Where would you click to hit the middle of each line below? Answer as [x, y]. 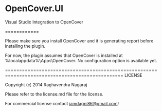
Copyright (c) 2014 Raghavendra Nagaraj [46, 84]
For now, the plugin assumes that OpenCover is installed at [64, 55]
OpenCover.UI [34, 9]
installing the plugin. [25, 46]
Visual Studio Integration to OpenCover [44, 22]
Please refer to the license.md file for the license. [54, 94]
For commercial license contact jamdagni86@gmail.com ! [62, 103]
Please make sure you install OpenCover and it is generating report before [79, 41]
